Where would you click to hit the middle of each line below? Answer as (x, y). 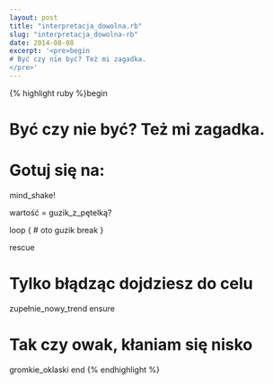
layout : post (34, 17)
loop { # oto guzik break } (57, 230)
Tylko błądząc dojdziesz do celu (131, 284)
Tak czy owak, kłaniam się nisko (131, 345)
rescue (22, 247)
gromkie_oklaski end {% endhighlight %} (84, 370)
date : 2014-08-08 (42, 43)
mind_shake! (32, 195)
